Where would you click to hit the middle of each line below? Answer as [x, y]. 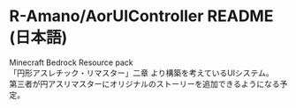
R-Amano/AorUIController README [141, 16]
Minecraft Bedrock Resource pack [72, 62]
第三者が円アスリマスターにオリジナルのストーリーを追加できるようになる [144, 83]
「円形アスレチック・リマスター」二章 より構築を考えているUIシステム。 [141, 73]
